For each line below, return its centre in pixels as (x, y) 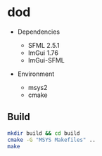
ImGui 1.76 (43, 53)
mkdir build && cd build (44, 133)
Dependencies (39, 32)
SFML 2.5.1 (44, 45)
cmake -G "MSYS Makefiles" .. (52, 140)
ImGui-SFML (46, 60)
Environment (36, 74)
